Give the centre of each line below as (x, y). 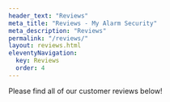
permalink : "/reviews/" (49, 38)
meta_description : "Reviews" (57, 31)
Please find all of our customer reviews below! (86, 91)
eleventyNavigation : (43, 53)
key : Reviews (38, 61)
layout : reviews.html (45, 46)
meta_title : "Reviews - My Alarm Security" (83, 23)
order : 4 (30, 68)
